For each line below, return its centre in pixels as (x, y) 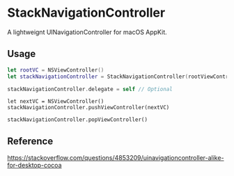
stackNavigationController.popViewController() (78, 120)
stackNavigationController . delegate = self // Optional (90, 89)
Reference (30, 141)
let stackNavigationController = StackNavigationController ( (98, 77)
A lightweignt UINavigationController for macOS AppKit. (87, 32)
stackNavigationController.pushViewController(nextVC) (88, 108)
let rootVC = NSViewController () (56, 70)
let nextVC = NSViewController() (56, 102)
